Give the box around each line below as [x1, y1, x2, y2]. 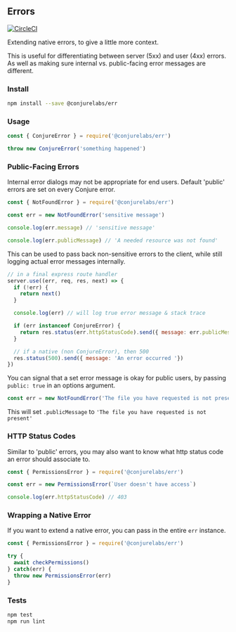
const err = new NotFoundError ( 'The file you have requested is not [7, 395, 212, 402]
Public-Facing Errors [7, 162, 79, 172]
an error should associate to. [7, 455, 91, 463]
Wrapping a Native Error [7, 510, 91, 520]
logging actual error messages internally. [7, 257, 126, 266]
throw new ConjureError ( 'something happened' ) [7, 146, 146, 153]
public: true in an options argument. [7, 381, 116, 389]
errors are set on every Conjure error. [7, 186, 116, 194]
